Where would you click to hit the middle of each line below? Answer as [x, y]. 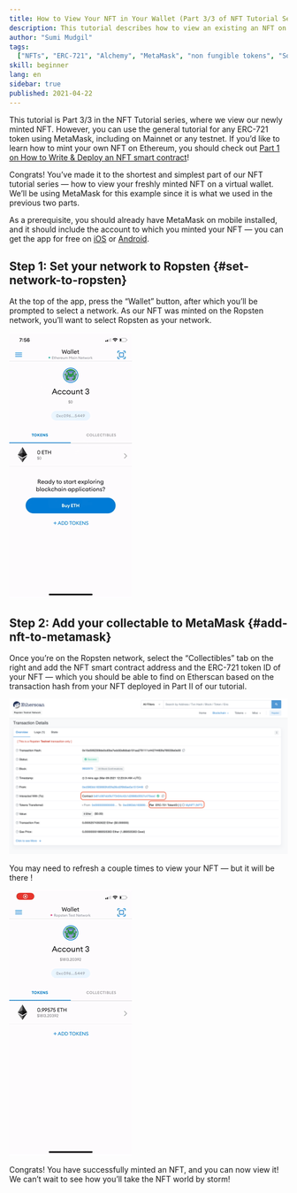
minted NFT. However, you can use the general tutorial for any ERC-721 [139, 129]
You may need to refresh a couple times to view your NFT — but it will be [142, 868]
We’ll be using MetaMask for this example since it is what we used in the [141, 193]
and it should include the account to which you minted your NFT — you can [147, 229]
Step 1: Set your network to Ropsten [110, 267]
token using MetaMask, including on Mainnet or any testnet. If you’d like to [145, 138]
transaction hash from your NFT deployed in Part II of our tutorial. [128, 687]
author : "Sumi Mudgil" [51, 37]
